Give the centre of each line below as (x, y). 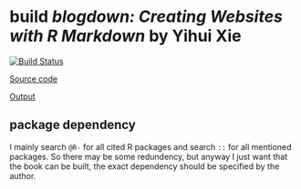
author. (23, 175)
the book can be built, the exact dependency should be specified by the (145, 166)
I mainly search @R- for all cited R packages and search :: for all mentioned (150, 146)
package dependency (73, 125)
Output (22, 96)
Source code (33, 78)
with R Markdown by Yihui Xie (125, 36)
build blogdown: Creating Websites (146, 17)
